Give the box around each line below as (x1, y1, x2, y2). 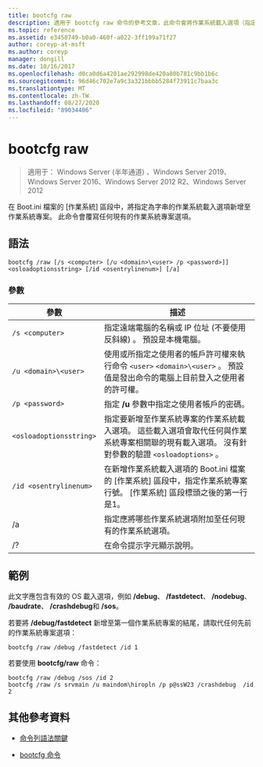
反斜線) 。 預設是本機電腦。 (103, 334, 206, 345)
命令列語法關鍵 (19, 733, 68, 743)
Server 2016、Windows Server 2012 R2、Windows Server (59, 177, 247, 186)
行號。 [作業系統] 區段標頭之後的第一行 (103, 488, 248, 499)
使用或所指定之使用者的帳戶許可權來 (103, 349, 237, 360)
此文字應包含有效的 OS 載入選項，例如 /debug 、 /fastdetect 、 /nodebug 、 (8, 591, 252, 601)
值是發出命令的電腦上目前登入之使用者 (103, 372, 245, 383)
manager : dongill (8, 56, 65, 64)
